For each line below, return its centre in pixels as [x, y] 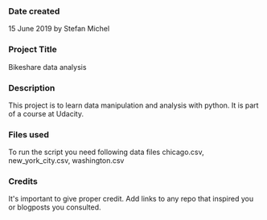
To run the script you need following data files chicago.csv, [106, 152]
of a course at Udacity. [46, 113]
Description [32, 88]
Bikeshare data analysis [47, 67]
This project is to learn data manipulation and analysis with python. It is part [133, 105]
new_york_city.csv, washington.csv [66, 161]
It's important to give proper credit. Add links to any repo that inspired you [131, 199]
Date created [34, 11]
